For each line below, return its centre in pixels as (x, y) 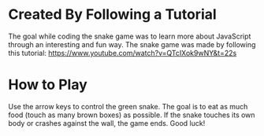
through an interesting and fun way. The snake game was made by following (132, 44)
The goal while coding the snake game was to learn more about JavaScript (130, 36)
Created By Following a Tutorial (112, 15)
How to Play (48, 85)
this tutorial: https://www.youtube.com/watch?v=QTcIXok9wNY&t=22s (123, 53)
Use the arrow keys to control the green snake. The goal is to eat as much (128, 106)
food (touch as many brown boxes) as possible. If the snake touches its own (132, 115)
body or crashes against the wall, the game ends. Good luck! (107, 123)
